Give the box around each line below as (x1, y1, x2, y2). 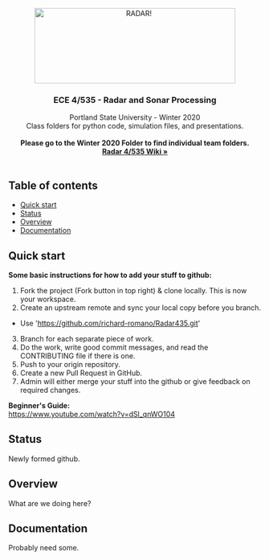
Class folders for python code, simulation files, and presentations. (26, 121, 244, 131)
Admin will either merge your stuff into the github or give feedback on (19, 376, 251, 386)
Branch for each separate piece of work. (19, 333, 154, 343)
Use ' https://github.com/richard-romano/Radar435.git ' (19, 318, 201, 328)
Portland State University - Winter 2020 (69, 112, 201, 122)
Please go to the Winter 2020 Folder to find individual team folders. (20, 138, 250, 148)
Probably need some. (8, 543, 79, 553)
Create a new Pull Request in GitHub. (19, 368, 143, 378)
